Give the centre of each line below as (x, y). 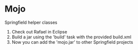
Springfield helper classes (31, 22)
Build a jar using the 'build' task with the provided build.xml (71, 37)
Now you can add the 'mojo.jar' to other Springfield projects (72, 42)
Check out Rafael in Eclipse (39, 32)
